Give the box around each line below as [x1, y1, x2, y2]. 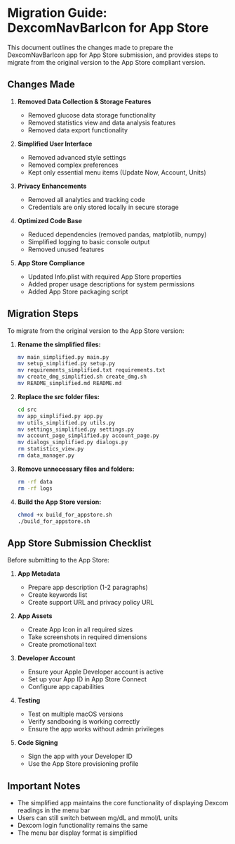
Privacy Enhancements [17, 182, 87, 190]
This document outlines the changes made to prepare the [7, 43, 173, 51]
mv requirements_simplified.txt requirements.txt [17, 367, 166, 374]
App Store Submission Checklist [7, 537, 152, 549]
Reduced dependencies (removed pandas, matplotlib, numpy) [27, 230, 207, 239]
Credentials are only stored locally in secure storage [27, 203, 179, 211]
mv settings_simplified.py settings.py [17, 426, 135, 433]
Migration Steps [7, 308, 79, 320]
